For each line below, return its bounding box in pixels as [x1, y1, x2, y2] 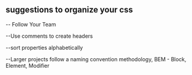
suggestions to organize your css [5, 5, 133, 15]
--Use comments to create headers [5, 32, 94, 40]
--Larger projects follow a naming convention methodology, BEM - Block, [5, 55, 187, 62]
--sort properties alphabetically [5, 44, 83, 51]
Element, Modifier [5, 62, 50, 69]
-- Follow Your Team [5, 20, 56, 28]
